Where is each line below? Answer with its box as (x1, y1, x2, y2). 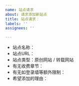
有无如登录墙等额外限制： (12, 69, 65, 75)
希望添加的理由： (12, 76, 48, 82)
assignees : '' (5, 26, 35, 31)
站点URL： (12, 51, 35, 57)
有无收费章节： (12, 63, 43, 69)
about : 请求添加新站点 (5, 12, 47, 17)
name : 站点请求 (5, 7, 34, 12)
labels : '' (5, 21, 28, 26)
